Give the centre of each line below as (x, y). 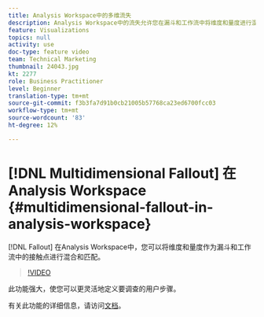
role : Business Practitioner (56, 81)
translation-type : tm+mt (49, 96)
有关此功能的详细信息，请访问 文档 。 (67, 305)
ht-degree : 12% (33, 125)
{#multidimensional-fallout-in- (111, 207)
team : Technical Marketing (52, 60)
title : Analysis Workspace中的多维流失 (70, 15)
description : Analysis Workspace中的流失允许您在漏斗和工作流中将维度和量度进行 (130, 23)
